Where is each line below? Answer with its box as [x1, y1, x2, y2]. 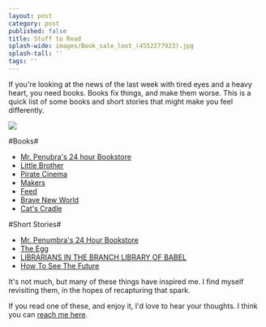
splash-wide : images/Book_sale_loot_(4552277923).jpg [8, 42, 195, 50]
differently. [8, 105, 45, 114]
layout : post [8, 11, 53, 20]
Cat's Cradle [19, 204, 62, 213]
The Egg [19, 243, 49, 253]
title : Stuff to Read [8, 34, 82, 43]
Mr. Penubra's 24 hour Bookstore [19, 152, 132, 161]
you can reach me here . [8, 309, 88, 319]
